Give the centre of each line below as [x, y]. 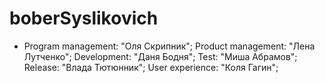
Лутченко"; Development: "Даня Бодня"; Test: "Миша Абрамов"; [160, 56]
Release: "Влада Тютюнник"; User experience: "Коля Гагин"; [151, 67]
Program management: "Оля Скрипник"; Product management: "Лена [169, 46]
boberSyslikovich [84, 18]
